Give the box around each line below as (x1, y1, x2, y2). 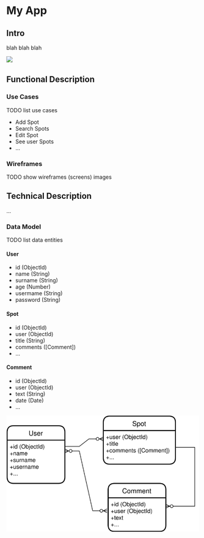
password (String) (15, 296, 61, 304)
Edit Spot (15, 131, 38, 138)
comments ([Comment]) (15, 343, 76, 351)
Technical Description (6, 191, 92, 201)
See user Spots (15, 138, 54, 145)
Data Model (6, 222, 42, 231)
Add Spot (15, 118, 40, 126)
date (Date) (15, 396, 44, 404)
